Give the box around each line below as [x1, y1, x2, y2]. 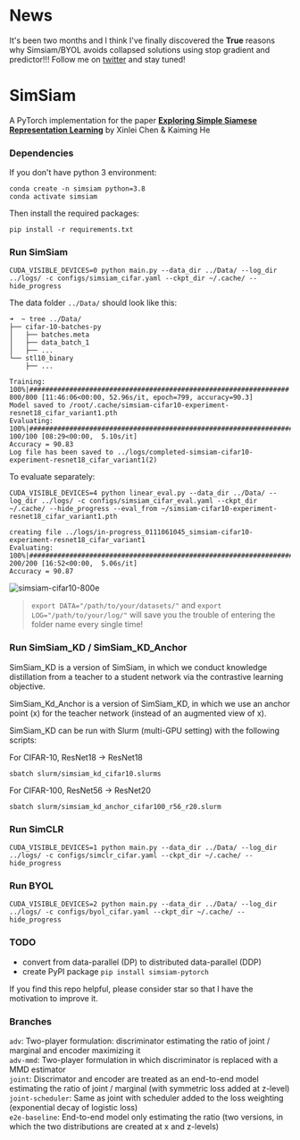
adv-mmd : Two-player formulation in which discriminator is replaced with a [9, 1054, 279, 1065]
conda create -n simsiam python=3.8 [9, 184, 146, 193]
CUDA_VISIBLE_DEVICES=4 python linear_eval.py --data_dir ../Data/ [9, 489, 266, 498]
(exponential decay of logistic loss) [9, 1102, 138, 1112]
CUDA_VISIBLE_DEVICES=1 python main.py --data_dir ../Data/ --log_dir [9, 843, 278, 853]
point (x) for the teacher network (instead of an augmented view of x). [9, 708, 267, 719]
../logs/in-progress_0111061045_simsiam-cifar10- [65, 528, 254, 537]
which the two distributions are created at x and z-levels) [9, 1120, 220, 1132]
